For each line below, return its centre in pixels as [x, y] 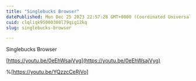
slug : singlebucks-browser [39, 28]
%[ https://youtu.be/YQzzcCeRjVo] [47, 72]
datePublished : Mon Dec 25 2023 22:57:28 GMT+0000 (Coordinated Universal [99, 17]
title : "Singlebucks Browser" [43, 11]
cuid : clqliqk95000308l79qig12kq [47, 22]
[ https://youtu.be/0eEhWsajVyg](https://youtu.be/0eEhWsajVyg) [83, 61]
